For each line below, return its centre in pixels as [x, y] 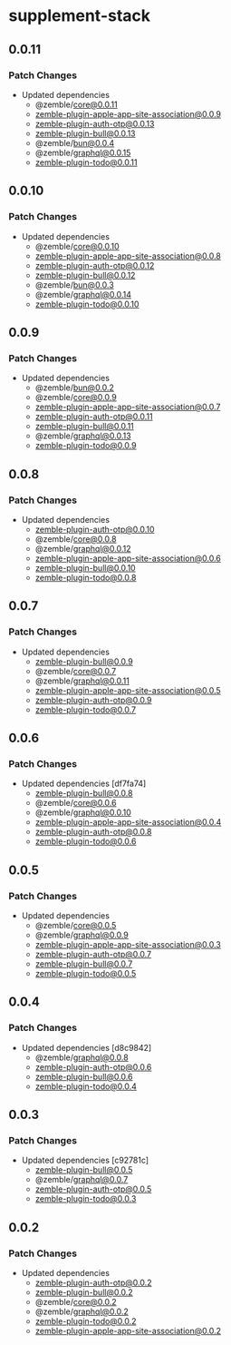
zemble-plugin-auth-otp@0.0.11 [94, 417]
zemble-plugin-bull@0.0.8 [84, 793]
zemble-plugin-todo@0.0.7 [86, 710]
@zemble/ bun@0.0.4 [75, 142]
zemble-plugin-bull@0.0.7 [84, 964]
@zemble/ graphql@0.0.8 [82, 1057]
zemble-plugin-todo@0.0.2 [86, 1321]
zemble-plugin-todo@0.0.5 [86, 973]
